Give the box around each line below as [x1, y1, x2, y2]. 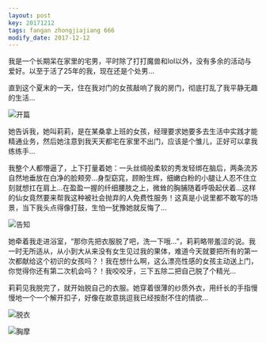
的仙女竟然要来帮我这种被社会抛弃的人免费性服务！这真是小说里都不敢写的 [8, 193, 251, 203]
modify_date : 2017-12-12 [8, 33, 90, 42]
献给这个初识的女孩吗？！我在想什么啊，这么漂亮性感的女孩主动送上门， [21, 257, 258, 266]
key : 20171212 [8, 19, 55, 27]
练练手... [8, 147, 36, 156]
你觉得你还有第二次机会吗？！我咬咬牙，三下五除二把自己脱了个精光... [8, 266, 237, 276]
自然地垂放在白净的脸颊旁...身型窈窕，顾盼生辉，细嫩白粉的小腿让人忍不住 [8, 173, 251, 183]
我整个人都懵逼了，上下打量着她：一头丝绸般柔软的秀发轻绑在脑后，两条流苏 [8, 163, 258, 173]
